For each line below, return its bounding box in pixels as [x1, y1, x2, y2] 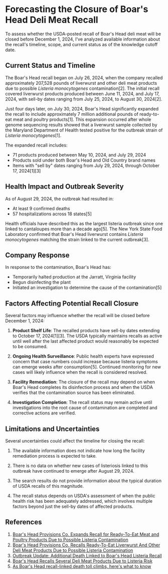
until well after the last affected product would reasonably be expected [12, 338, 159, 344]
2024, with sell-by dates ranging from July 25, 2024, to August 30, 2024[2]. [5, 96, 162, 102]
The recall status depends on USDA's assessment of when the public [12, 493, 155, 499]
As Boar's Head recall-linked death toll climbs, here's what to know [12, 563, 151, 569]
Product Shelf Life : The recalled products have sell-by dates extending [12, 328, 160, 334]
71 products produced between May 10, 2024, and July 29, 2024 [12, 152, 146, 158]
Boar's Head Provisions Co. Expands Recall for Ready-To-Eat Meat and [12, 531, 159, 537]
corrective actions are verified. [12, 410, 76, 416]
